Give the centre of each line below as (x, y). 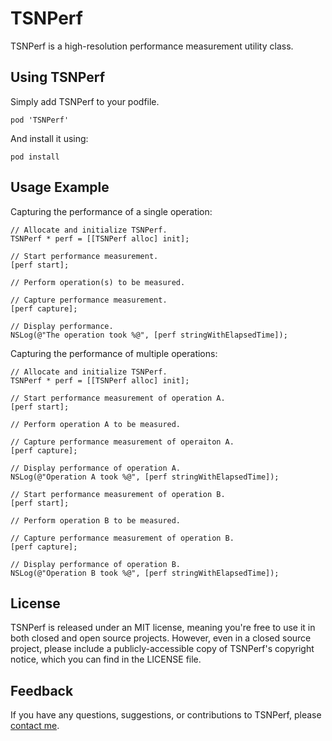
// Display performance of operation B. (96, 564)
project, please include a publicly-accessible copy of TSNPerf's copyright (162, 649)
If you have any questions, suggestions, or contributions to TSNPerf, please (166, 715)
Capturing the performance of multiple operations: (114, 353)
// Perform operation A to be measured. (96, 424)
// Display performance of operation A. (96, 468)
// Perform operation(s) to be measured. (98, 282)
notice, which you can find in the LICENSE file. (106, 659)
